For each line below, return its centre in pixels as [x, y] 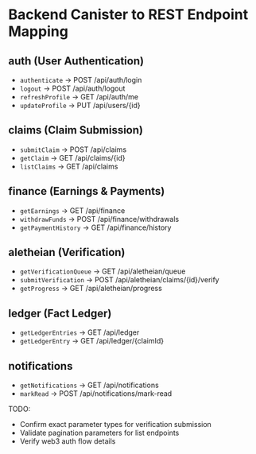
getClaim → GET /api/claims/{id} [72, 157]
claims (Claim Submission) [76, 130]
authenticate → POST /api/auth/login [81, 80]
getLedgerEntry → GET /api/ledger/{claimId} [92, 341]
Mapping [39, 31]
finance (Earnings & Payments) [87, 191]
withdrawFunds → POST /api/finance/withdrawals [99, 219]
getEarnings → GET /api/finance [72, 210]
